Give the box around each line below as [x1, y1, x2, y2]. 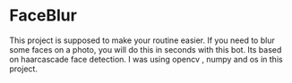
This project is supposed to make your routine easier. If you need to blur [9, 35, 275, 46]
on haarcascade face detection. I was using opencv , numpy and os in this [9, 54, 284, 64]
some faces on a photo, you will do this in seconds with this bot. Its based [9, 44, 282, 54]
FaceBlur [9, 5, 78, 26]
